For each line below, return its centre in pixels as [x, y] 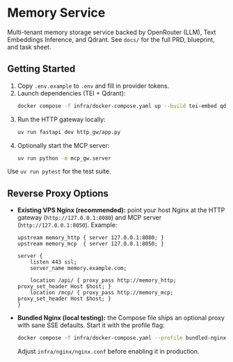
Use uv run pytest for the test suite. [59, 172]
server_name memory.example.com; [79, 269]
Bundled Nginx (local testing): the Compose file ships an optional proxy [121, 318]
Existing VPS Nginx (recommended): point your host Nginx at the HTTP [121, 210]
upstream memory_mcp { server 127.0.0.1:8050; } [91, 244]
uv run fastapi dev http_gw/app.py [69, 132]
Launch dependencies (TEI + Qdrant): [71, 93]
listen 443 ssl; [54, 262]
